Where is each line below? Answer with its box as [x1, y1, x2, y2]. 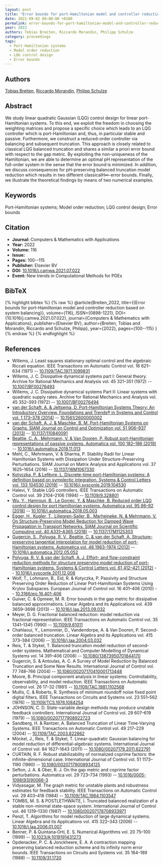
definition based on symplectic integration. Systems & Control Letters [12, 477, 151, 483]
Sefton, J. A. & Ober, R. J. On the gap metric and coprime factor [12, 767, 139, 773]
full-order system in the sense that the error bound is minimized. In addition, [5, 161, 157, 167]
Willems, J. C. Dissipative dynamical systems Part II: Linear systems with [12, 389, 158, 395]
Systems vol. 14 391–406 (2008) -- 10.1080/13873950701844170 [12, 653, 141, 659]
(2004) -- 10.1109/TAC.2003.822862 [12, 730, 85, 736]
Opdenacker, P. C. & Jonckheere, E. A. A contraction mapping [12, 839, 136, 846]
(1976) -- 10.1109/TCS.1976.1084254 [12, 700, 83, 706]
